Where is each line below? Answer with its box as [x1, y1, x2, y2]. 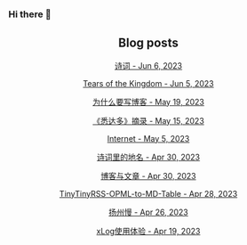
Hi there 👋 [8, 8, 52, 20]
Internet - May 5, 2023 [107, 133, 190, 143]
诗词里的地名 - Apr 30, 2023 [96, 151, 201, 162]
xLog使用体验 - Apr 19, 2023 [96, 225, 201, 236]
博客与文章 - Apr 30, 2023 [100, 170, 196, 181]
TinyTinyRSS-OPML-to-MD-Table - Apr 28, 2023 [59, 188, 238, 199]
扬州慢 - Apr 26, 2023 [108, 207, 188, 217]
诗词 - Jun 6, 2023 [114, 60, 183, 70]
